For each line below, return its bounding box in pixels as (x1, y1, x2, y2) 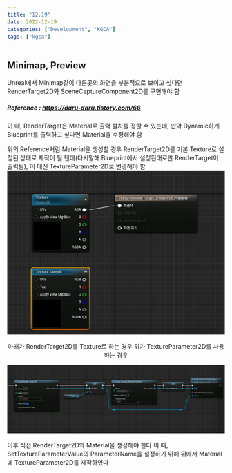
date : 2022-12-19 (7, 18, 57, 26)
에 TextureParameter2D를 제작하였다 (7, 458, 109, 466)
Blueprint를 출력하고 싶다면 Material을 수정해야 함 (7, 131, 143, 139)
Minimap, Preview (7, 59, 86, 71)
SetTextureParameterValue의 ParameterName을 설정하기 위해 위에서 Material (7, 450, 222, 458)
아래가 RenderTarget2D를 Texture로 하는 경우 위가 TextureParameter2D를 (8, 342, 212, 350)
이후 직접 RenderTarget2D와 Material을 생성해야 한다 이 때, (7, 441, 168, 449)
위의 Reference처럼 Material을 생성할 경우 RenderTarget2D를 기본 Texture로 (7, 145, 217, 153)
